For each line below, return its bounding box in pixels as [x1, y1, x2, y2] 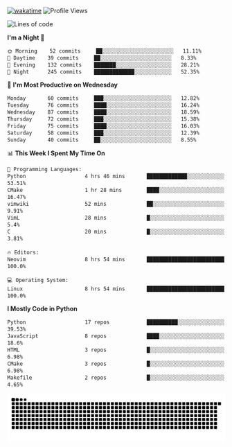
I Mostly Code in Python [7, 305, 78, 313]
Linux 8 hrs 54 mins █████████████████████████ [7, 286, 225, 292]
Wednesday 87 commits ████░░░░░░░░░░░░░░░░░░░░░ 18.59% [7, 109, 199, 116]
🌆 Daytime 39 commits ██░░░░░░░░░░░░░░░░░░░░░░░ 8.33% [7, 55, 197, 62]
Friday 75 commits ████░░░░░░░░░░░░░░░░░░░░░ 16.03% [7, 123, 199, 130]
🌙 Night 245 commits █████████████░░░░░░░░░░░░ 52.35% [7, 69, 199, 76]
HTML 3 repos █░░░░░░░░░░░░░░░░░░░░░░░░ [7, 347, 225, 353]
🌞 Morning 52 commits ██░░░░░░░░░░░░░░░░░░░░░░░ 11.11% [7, 48, 202, 55]
